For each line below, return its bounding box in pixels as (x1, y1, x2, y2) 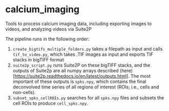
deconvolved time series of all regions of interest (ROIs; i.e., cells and (12, 83, 159, 90)
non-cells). (12, 89, 36, 95)
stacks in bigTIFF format (12, 56, 64, 62)
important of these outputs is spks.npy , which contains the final (12, 78, 146, 84)
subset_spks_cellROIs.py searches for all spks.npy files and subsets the (12, 95, 164, 101)
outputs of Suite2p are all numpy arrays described (12, 68, 119, 74)
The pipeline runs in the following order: (5, 36, 90, 42)
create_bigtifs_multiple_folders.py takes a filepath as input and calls (12, 46, 163, 52)
